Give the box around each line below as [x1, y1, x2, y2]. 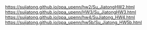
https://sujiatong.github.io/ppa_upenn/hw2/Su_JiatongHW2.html [5, 4, 135, 10]
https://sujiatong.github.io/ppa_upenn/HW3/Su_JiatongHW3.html [5, 9, 136, 15]
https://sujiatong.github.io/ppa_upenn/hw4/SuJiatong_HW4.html [5, 15, 135, 20]
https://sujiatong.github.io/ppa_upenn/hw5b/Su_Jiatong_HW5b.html [5, 19, 142, 25]
